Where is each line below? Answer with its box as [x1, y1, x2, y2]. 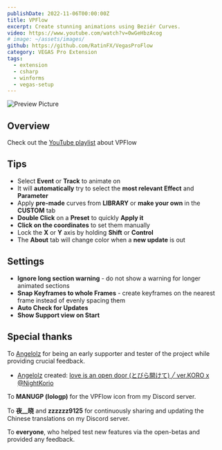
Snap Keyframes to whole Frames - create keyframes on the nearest [17, 289, 216, 297]
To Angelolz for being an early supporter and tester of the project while [7, 349, 210, 357]
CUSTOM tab [17, 206, 56, 215]
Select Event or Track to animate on [17, 177, 121, 185]
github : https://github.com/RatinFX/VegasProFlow [7, 42, 154, 49]
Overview [7, 120, 50, 132]
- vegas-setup [13, 81, 54, 88]
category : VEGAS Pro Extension [7, 49, 98, 56]
